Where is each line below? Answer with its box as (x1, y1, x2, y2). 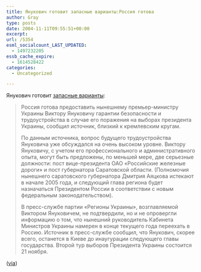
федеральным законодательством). (20, 192, 113, 199)
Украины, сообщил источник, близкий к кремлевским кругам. (20, 122, 181, 130)
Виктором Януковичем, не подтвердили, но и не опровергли (20, 210, 177, 217)
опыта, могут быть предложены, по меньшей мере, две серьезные (20, 154, 194, 161)
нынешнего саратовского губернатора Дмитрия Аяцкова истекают (20, 172, 194, 180)
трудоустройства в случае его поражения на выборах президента (20, 116, 192, 124)
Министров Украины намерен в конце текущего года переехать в (20, 223, 190, 230)
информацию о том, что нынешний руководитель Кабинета (20, 216, 174, 223)
